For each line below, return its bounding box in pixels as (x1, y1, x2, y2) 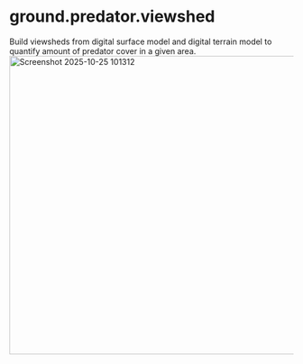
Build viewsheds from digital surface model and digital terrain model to (9, 36, 272, 47)
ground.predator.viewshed (9, 6, 216, 27)
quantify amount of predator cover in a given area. (9, 45, 197, 56)
